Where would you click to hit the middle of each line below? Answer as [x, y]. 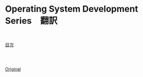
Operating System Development [72, 9]
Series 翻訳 [31, 21]
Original [13, 69]
